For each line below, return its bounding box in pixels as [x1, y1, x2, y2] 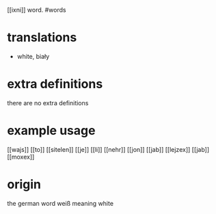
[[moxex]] [7, 152, 35, 161]
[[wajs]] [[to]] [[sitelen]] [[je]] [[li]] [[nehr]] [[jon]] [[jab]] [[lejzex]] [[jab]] [7, 145, 210, 153]
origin [7, 177, 41, 192]
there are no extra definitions [7, 98, 89, 107]
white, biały [16, 52, 50, 60]
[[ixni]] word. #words [7, 6, 66, 14]
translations [7, 30, 77, 45]
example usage [7, 123, 96, 139]
